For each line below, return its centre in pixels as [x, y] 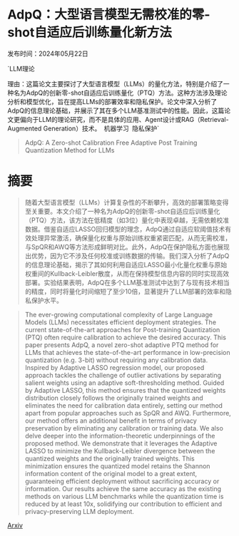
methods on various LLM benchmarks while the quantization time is [124, 496]
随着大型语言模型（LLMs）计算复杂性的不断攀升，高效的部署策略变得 [127, 202]
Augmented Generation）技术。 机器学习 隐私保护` [83, 128]
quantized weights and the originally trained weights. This [110, 458]
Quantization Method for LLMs [70, 150]
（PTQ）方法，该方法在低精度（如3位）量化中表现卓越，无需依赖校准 [127, 220]
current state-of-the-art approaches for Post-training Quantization [122, 329]
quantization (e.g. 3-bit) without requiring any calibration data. [116, 360]
